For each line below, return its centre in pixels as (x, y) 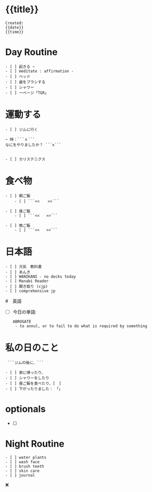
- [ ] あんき (18, 272)
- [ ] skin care (22, 471)
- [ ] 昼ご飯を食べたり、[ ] (33, 383)
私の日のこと (32, 348)
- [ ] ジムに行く (22, 129)
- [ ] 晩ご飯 (18, 226)
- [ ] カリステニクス (25, 159)
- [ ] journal (20, 475)
